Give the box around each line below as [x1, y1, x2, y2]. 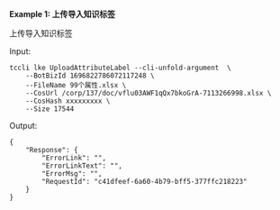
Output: [9, 121, 38, 131]
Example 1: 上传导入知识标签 [9, 9, 115, 19]
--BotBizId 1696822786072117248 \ [25, 71, 155, 80]
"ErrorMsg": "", [41, 169, 103, 178]
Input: [9, 46, 32, 57]
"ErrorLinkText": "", [41, 161, 123, 170]
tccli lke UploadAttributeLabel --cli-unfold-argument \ [9, 63, 231, 72]
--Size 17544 [25, 105, 75, 114]
